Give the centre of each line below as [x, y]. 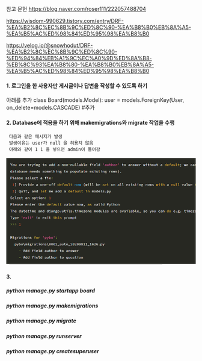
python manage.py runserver [44, 336]
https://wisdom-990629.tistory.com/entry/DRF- [65, 21]
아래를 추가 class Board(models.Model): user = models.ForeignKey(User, [95, 100]
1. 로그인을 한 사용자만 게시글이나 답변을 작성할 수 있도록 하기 [77, 86]
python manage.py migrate [41, 321]
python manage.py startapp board [50, 290]
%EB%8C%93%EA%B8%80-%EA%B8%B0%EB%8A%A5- [80, 64]
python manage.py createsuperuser [53, 351]
